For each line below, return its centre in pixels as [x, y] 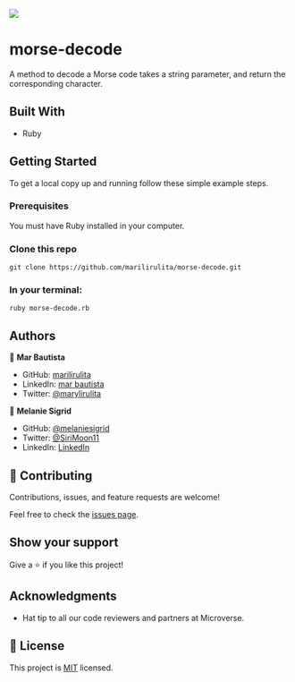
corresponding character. [56, 83]
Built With [37, 112]
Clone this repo [43, 249]
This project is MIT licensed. [61, 668]
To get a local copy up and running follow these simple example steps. [139, 183]
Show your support [64, 543]
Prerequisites [39, 206]
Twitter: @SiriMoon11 [61, 438]
